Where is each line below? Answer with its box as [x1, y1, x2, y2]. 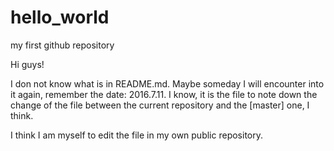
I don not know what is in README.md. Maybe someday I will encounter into [10, 77, 325, 90]
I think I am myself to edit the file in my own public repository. [10, 129, 263, 141]
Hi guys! [10, 58, 45, 70]
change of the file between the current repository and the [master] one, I [10, 99, 310, 111]
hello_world [10, 6, 110, 29]
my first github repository [10, 39, 115, 51]
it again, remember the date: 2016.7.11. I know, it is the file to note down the [10, 88, 318, 100]
